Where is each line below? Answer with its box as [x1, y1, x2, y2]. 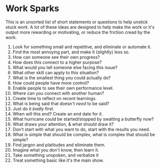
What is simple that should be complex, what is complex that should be [12, 132, 155, 137]
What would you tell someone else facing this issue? [12, 64, 118, 70]
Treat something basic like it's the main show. [12, 157, 104, 163]
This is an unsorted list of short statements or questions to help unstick [5, 19, 148, 25]
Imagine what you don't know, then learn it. [12, 147, 99, 153]
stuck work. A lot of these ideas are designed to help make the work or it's [5, 24, 155, 30]
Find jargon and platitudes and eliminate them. [12, 142, 106, 148]
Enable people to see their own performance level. [12, 85, 114, 91]
